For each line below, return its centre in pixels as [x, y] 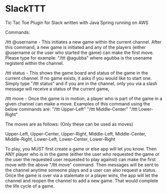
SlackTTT [25, 9]
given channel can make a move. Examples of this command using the [77, 103]
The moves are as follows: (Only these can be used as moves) [69, 124]
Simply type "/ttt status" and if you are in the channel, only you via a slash [81, 83]
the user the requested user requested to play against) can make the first [80, 159]
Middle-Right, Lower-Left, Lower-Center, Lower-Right [60, 139]
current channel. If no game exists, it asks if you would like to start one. [78, 78]
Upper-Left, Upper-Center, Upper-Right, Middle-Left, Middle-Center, [76, 133]
